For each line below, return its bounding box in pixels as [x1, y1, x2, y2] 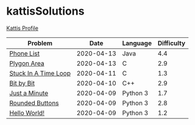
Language [122, 38, 152, 47]
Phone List [9, 49, 40, 57]
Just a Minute [9, 88, 49, 97]
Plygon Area [9, 59, 44, 68]
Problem [27, 38, 53, 47]
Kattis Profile [6, 24, 38, 32]
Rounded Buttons [9, 99, 59, 107]
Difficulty [157, 38, 186, 47]
